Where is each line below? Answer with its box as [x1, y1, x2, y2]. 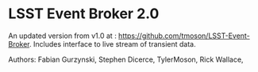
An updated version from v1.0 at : [8, 31, 117, 40]
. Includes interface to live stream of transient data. [29, 39, 196, 48]
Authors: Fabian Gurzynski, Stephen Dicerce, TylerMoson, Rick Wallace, [8, 55, 244, 64]
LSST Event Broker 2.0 [8, 5, 160, 23]
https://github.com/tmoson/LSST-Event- [117, 31, 250, 40]
